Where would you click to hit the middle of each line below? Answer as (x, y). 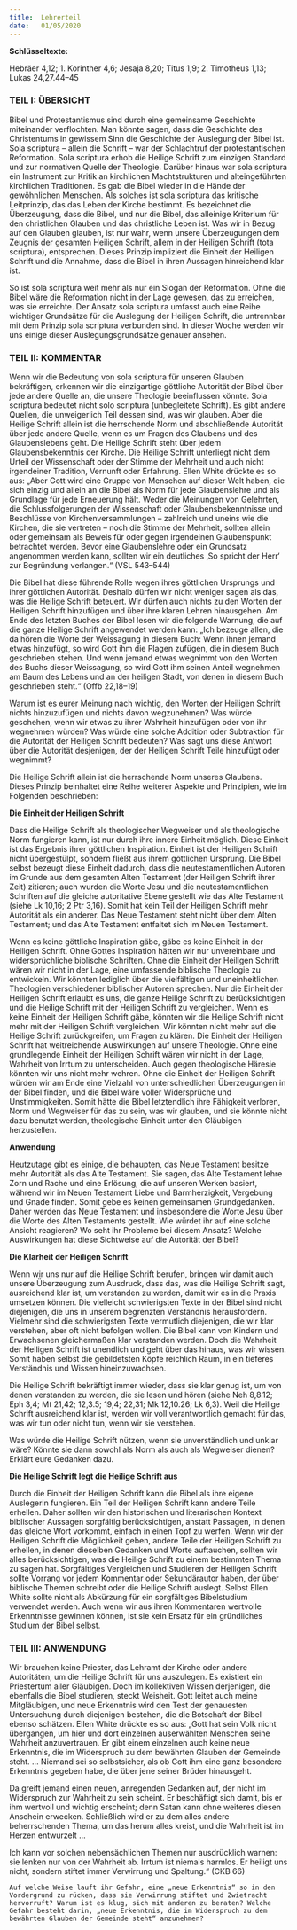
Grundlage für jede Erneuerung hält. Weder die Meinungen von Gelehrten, (145, 500)
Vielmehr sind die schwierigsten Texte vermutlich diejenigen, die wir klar (141, 1321)
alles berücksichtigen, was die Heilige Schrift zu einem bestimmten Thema (145, 1559)
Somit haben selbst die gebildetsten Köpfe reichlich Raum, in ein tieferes (141, 1359)
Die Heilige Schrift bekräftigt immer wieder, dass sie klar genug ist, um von (145, 1386)
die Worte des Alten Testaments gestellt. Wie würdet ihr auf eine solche (140, 1221)
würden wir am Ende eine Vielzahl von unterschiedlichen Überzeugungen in (148, 1083)
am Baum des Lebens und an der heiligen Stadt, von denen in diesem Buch (146, 677)
